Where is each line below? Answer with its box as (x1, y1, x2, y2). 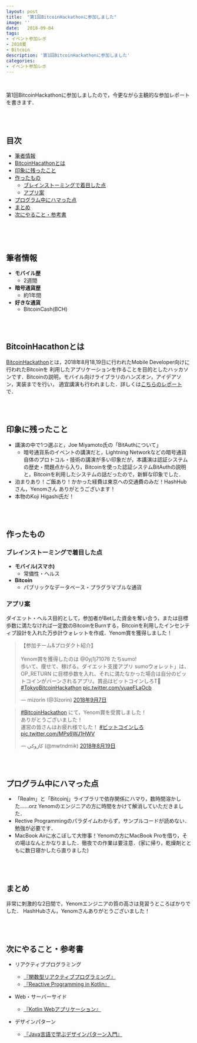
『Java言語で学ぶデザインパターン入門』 (23, 1031, 123, 1038)
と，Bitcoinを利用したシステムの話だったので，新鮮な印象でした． (23, 470, 184, 477)
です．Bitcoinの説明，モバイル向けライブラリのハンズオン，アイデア (11, 373, 176, 380)
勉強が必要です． (14, 825, 56, 832)
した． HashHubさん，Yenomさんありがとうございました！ (6, 908, 150, 915)
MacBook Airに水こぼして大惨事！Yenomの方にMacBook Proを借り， (14, 832, 182, 839)
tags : (6, 31, 19, 36)
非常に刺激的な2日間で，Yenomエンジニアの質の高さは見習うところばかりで (6, 900, 191, 907)
